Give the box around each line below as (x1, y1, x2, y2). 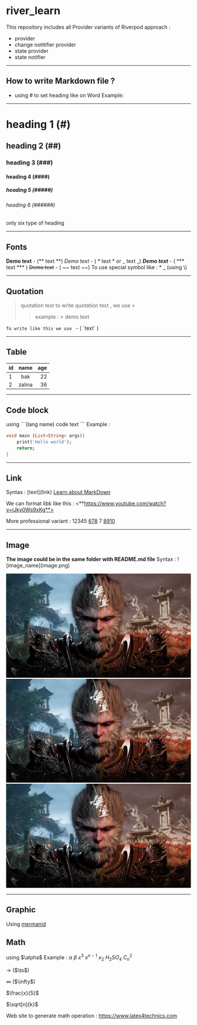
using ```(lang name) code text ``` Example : (6, 421, 110, 428)
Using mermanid (6, 920, 46, 928)
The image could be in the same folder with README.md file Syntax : (6, 556, 176, 563)
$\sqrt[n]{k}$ (6, 1000, 39, 1007)
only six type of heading (6, 219, 64, 226)
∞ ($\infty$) (6, 978, 36, 985)
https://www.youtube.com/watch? (84, 500, 167, 507)
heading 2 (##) (6, 141, 62, 151)
